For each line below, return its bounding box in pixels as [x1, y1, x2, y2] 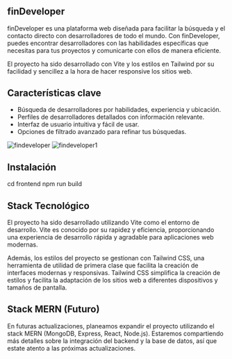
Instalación [7, 161, 57, 173]
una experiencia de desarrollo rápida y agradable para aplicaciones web [7, 233, 214, 242]
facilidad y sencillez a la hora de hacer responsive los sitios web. [7, 67, 193, 75]
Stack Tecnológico [7, 200, 90, 212]
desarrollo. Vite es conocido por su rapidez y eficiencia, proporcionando [7, 226, 215, 234]
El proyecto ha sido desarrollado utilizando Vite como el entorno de [7, 218, 200, 227]
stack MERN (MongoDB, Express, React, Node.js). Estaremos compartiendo [7, 329, 224, 337]
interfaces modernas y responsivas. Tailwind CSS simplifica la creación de [7, 269, 221, 277]
